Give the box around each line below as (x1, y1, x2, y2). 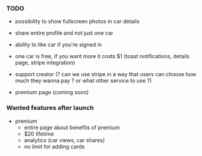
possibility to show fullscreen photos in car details (14, 18, 140, 25)
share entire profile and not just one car (14, 29, 113, 37)
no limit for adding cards (24, 143, 85, 150)
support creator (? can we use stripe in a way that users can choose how (14, 71, 197, 78)
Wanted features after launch (6, 104, 94, 112)
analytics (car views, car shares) (24, 136, 105, 143)
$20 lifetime (24, 130, 54, 137)
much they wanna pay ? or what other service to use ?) (14, 77, 152, 85)
